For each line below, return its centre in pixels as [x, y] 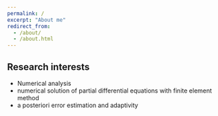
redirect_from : [29, 26]
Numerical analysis [44, 83]
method [28, 97]
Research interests [48, 67]
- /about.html [33, 39]
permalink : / [26, 13]
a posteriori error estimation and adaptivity [78, 105]
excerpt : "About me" [37, 20]
